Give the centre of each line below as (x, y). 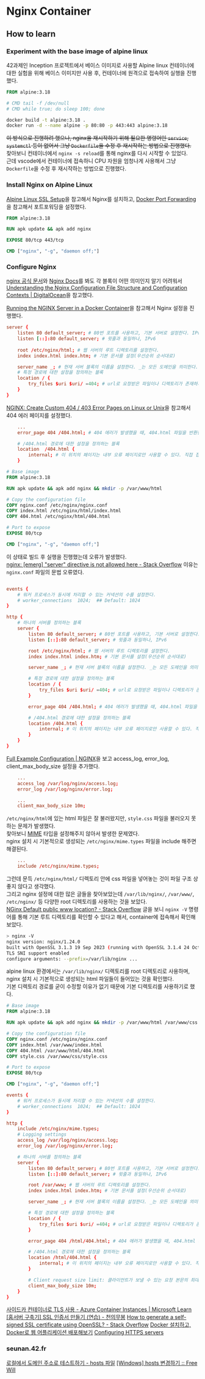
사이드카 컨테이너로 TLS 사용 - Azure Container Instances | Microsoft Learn (99, 1309)
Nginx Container (49, 11)
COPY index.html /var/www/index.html (54, 1045)
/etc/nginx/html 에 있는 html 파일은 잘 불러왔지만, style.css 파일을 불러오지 (98, 818)
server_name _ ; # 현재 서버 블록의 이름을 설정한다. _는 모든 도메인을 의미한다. (108, 367)
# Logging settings (42, 1135)
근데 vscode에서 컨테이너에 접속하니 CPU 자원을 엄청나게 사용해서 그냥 (91, 161)
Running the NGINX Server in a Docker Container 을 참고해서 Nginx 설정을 (97, 308)
